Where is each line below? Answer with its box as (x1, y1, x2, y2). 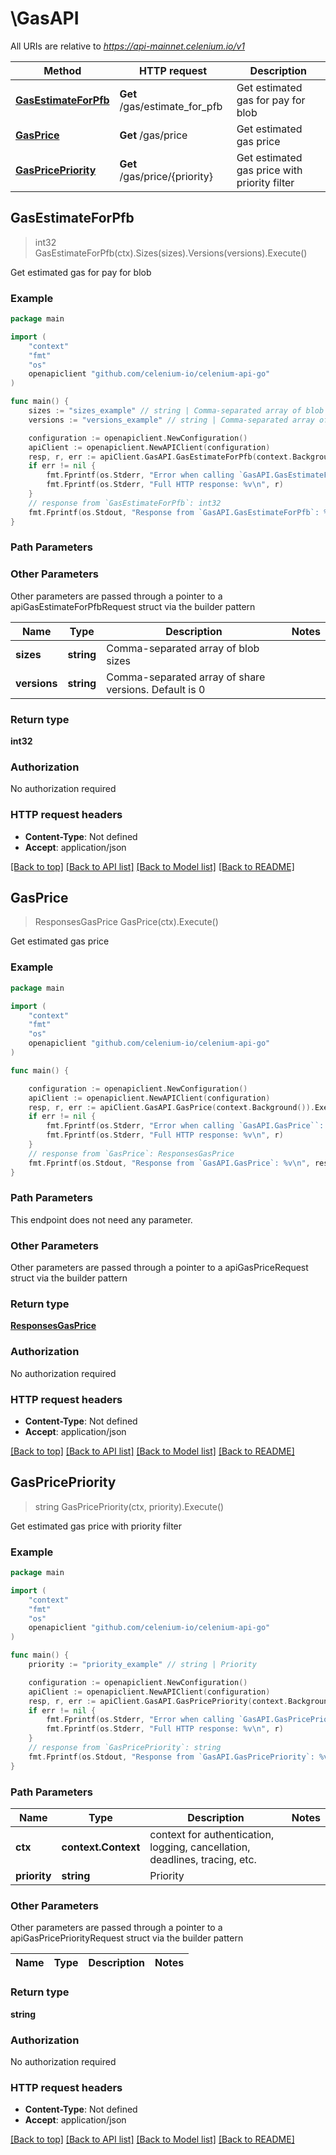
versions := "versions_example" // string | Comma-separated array (28, 415, 315, 425)
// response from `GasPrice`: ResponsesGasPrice (28, 1148, 235, 1159)
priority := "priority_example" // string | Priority (28, 1660, 257, 1670)
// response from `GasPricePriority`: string (28, 1743, 222, 1753)
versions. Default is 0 (106, 682, 206, 696)
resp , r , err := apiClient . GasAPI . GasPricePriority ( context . (28, 1696, 288, 1706)
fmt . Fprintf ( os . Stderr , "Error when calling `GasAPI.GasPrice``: (46, 1121, 325, 1131)
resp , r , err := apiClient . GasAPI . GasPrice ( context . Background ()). (28, 1102, 315, 1112)
